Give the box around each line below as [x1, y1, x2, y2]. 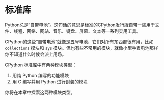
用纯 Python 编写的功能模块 [12, 72, 69, 78]
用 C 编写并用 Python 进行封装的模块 [12, 78, 88, 85]
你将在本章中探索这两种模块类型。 [5, 89, 75, 95]
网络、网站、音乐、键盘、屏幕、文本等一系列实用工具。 [26, 28, 141, 34]
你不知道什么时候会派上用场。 [5, 51, 66, 57]
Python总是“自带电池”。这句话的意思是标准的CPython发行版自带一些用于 [5, 22, 155, 28]
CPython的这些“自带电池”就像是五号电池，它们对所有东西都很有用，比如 [5, 38, 154, 45]
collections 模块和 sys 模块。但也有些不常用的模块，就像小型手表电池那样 [5, 45, 159, 51]
